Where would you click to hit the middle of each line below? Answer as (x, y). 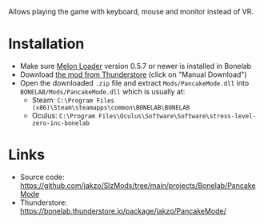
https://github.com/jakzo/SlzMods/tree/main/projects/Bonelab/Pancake (138, 185)
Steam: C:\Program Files (73, 100)
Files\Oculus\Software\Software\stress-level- (178, 116)
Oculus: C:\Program (64, 115)
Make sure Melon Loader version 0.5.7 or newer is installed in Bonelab (136, 66)
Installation (46, 44)
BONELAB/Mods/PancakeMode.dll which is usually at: (102, 91)
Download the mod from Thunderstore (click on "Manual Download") (133, 74)
